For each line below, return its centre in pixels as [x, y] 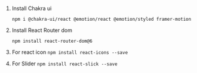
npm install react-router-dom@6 [52, 41]
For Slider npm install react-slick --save [64, 64]
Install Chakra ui [32, 8]
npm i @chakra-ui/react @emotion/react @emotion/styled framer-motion [101, 19]
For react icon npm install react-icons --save [70, 52]
